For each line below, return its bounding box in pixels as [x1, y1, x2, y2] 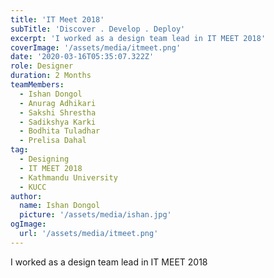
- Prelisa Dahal [19, 136, 87, 146]
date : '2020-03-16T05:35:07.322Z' [10, 52, 155, 62]
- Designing [19, 154, 70, 164]
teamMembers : [10, 80, 65, 90]
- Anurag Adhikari [19, 98, 97, 108]
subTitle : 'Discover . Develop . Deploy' [10, 24, 186, 34]
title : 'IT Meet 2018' [10, 14, 105, 25]
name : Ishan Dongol [19, 201, 101, 211]
